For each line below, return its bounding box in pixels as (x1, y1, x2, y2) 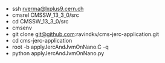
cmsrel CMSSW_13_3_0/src (11, 11, 80, 19)
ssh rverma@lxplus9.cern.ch (11, 5, 84, 12)
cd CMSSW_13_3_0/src (11, 18, 69, 25)
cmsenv (11, 24, 32, 31)
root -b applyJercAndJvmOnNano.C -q (11, 43, 109, 50)
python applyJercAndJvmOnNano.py (11, 50, 105, 56)
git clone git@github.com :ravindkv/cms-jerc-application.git (11, 31, 159, 38)
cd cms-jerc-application (11, 37, 73, 44)
